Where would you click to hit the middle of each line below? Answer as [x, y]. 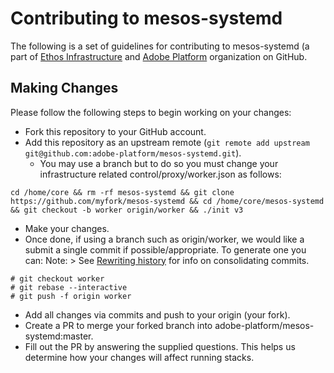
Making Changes [64, 88]
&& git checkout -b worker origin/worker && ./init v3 [127, 210]
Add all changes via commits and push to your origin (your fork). [157, 314]
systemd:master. [59, 336]
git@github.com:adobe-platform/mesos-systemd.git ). [133, 153]
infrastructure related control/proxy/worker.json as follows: [160, 174]
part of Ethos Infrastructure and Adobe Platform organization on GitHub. [159, 56]
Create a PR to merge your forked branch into [118, 325]
